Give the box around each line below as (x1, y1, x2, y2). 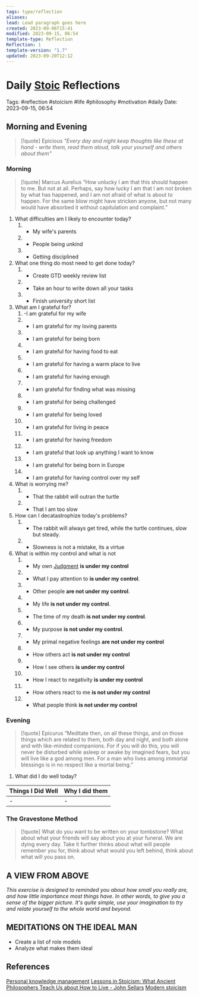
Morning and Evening (6, 121, 87, 131)
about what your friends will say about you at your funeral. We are (20, 834, 183, 841)
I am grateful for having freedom (32, 436, 112, 443)
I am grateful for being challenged (32, 398, 116, 405)
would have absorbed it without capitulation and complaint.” (20, 203, 168, 211)
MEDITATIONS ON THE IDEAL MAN (6, 922, 138, 933)
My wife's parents (32, 228, 77, 235)
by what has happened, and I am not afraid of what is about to (20, 191, 173, 198)
